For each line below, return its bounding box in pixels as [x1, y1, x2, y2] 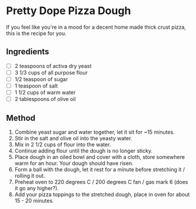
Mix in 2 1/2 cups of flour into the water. [14, 141, 111, 148]
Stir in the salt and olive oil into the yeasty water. [14, 134, 132, 141]
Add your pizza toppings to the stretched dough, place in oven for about [14, 191, 190, 198]
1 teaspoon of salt [14, 82, 58, 89]
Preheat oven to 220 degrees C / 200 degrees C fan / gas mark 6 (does [14, 178, 188, 186]
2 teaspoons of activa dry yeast [14, 62, 92, 69]
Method [6, 113, 36, 123]
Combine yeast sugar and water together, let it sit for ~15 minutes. [14, 128, 175, 136]
